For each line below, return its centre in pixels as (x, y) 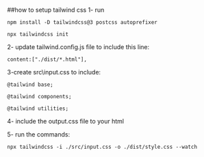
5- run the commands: (39, 134)
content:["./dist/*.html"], (47, 59)
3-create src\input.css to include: (54, 72)
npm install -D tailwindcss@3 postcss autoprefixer (82, 23)
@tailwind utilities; (38, 109)
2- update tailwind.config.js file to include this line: (78, 47)
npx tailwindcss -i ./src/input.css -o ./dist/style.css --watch (102, 147)
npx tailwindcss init (38, 34)
